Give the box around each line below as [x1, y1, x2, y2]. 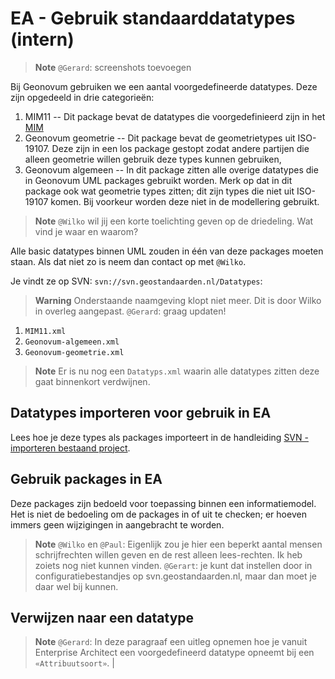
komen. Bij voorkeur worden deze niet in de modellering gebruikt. [50, 195, 320, 207]
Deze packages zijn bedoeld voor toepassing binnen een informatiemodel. [10, 497, 317, 509]
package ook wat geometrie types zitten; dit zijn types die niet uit [24, 185, 295, 197]
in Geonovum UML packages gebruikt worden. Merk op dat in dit [24, 174, 293, 186]
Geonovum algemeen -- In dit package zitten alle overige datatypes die [24, 163, 319, 176]
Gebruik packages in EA [10, 471, 163, 488]
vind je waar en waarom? [34, 225, 139, 237]
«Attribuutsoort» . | [34, 657, 115, 669]
